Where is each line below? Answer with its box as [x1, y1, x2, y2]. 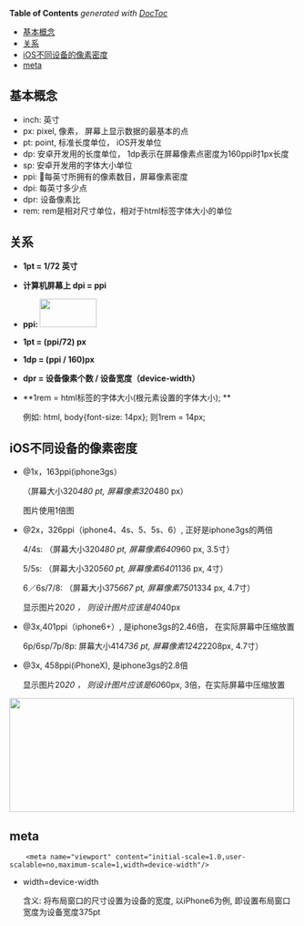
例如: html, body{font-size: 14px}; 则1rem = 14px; [22, 411, 207, 422]
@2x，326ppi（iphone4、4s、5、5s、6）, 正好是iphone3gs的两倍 [22, 524, 273, 536]
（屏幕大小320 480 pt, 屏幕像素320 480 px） [22, 486, 188, 497]
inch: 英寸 [22, 114, 60, 125]
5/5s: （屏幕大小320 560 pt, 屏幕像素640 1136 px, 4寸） [22, 563, 228, 574]
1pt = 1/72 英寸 [22, 260, 78, 272]
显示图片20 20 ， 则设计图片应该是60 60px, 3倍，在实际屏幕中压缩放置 [22, 679, 285, 691]
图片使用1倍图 [22, 505, 75, 516]
